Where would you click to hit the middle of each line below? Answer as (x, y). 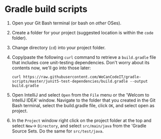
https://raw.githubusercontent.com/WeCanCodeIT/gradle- (82, 77)
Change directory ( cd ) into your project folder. (59, 47)
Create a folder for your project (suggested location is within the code (82, 32)
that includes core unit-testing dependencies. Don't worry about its (80, 62)
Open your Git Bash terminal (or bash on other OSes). (67, 23)
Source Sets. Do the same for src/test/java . (58, 131)
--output (139, 81)
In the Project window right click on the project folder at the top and (82, 120)
